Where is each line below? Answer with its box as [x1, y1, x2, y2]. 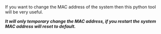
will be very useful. [5, 9, 43, 15]
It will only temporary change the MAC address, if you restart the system [5, 19, 156, 24]
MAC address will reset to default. [5, 23, 76, 29]
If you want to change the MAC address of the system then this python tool [5, 4, 156, 10]
